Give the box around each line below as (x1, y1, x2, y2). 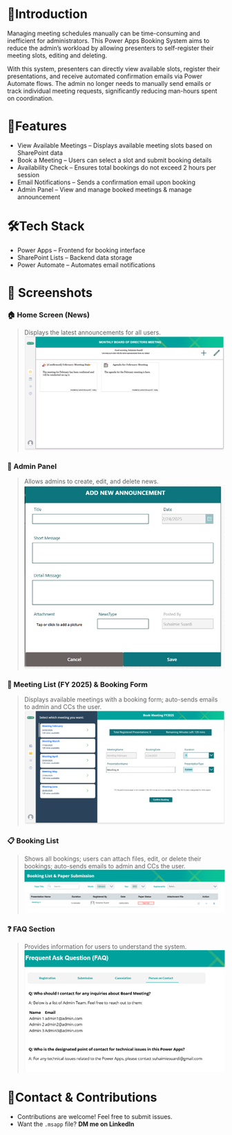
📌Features (7, 118, 67, 134)
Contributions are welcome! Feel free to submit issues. (17, 1113, 173, 1121)
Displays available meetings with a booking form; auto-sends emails (23, 695, 218, 704)
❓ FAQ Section (7, 924, 55, 933)
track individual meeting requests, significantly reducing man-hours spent (7, 87, 217, 95)
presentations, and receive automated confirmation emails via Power (7, 72, 202, 80)
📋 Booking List (7, 836, 59, 846)
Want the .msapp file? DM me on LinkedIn (17, 1120, 135, 1128)
